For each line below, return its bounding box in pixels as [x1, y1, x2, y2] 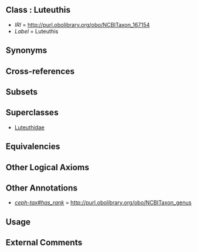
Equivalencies [5, 142, 60, 152]
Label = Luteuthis [14, 27, 59, 35]
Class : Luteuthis [5, 5, 71, 15]
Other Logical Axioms [5, 162, 89, 173]
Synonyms [5, 45, 47, 56]
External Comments [5, 237, 83, 248]
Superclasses [5, 107, 59, 118]
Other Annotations [5, 182, 78, 193]
